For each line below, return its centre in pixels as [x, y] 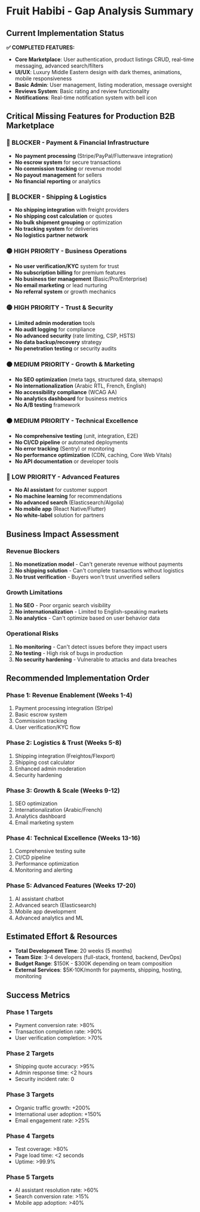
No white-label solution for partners [59, 515]
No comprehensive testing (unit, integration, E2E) [76, 436]
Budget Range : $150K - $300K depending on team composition [93, 964]
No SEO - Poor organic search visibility [63, 605]
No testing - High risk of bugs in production [69, 653]
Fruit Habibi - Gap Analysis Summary [100, 11]
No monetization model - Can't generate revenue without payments [99, 564]
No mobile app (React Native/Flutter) [60, 509]
